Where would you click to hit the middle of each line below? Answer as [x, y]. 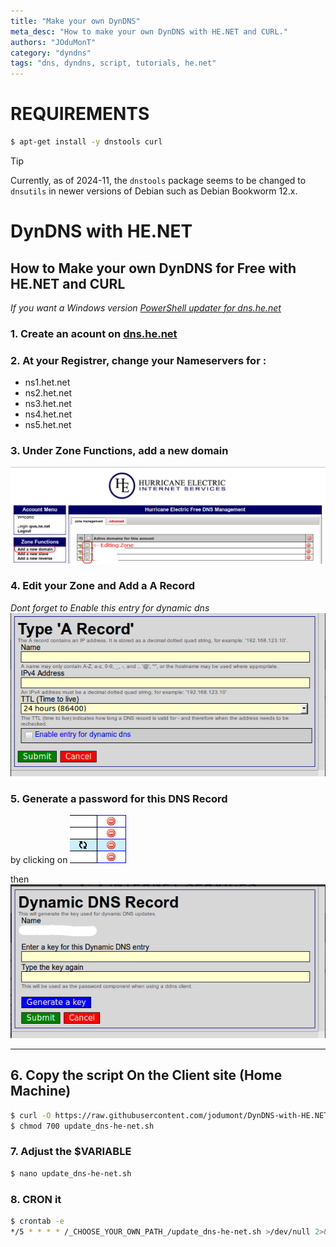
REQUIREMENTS [80, 114]
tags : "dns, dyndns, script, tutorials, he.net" [113, 63]
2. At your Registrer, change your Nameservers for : [138, 360]
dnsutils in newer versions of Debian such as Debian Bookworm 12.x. [154, 191]
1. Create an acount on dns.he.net [94, 333]
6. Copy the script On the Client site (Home [146, 1075]
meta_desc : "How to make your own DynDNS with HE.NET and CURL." [149, 31]
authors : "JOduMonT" [53, 42]
